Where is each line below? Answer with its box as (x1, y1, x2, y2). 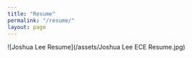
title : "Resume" (7, 10, 56, 18)
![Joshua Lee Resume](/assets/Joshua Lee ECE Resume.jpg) (7, 43, 186, 52)
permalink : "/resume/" (7, 17, 75, 24)
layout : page (7, 23, 46, 30)
